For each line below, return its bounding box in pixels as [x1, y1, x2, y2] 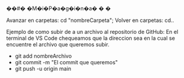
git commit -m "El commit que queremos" [14, 59, 118, 65]
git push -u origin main [14, 65, 72, 72]
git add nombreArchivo [14, 52, 72, 60]
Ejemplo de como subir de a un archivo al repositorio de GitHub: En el [6, 29, 179, 35]
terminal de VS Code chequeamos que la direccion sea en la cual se [6, 35, 176, 42]
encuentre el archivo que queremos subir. [6, 41, 110, 48]
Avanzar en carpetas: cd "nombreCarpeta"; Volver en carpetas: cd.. [6, 17, 174, 24]
